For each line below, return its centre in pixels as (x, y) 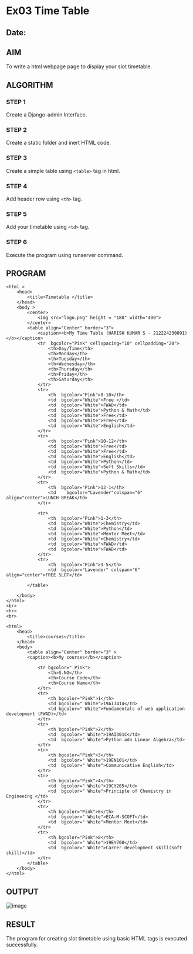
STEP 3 (17, 158)
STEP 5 (17, 214)
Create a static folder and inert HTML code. (59, 143)
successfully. (22, 945)
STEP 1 (16, 102)
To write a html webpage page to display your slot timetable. (79, 66)
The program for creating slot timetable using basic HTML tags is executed (97, 938)
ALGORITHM (30, 85)
